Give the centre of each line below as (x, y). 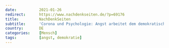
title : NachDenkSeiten (38, 19)
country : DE (24, 28)
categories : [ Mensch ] (31, 33)
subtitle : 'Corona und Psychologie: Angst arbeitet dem (71, 24)
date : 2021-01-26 (33, 10)
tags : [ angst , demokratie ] (44, 38)
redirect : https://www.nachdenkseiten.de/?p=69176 (65, 14)
